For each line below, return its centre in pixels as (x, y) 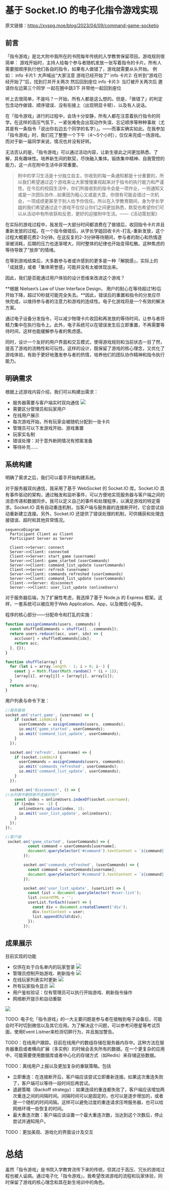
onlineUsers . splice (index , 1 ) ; (52, 809)
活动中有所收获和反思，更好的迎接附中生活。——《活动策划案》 (93, 213)
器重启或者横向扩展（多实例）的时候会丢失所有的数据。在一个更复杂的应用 (87, 1049)
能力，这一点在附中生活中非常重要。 (43, 165)
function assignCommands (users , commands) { (53, 624)
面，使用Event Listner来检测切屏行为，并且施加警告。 (61, 1032)
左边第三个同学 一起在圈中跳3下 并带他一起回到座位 (68, 88)
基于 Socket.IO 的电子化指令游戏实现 (82, 10)
